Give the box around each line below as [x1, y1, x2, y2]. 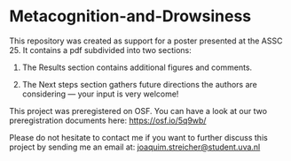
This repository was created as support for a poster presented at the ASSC [9, 35, 283, 46]
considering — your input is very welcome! [21, 88, 179, 99]
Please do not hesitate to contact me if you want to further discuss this [9, 132, 268, 142]
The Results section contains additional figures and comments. [21, 62, 253, 73]
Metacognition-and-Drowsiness [9, 6, 252, 27]
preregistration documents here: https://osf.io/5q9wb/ [9, 115, 207, 126]
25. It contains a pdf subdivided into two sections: [9, 44, 193, 55]
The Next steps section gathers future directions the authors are [21, 79, 257, 89]
